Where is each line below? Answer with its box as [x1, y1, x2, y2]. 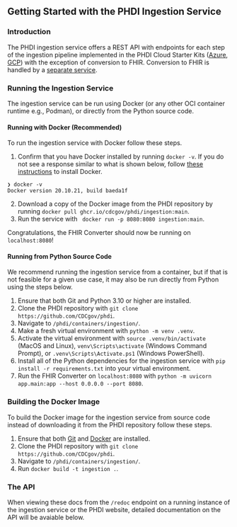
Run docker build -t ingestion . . [17, 464, 119, 473]
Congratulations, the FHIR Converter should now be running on [7, 228, 191, 237]
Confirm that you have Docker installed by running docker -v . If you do [17, 152, 224, 161]
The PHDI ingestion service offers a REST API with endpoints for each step [7, 42, 225, 52]
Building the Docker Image [7, 397, 100, 407]
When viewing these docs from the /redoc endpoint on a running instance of [7, 498, 231, 506]
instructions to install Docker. [17, 168, 103, 176]
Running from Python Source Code [7, 252, 112, 260]
